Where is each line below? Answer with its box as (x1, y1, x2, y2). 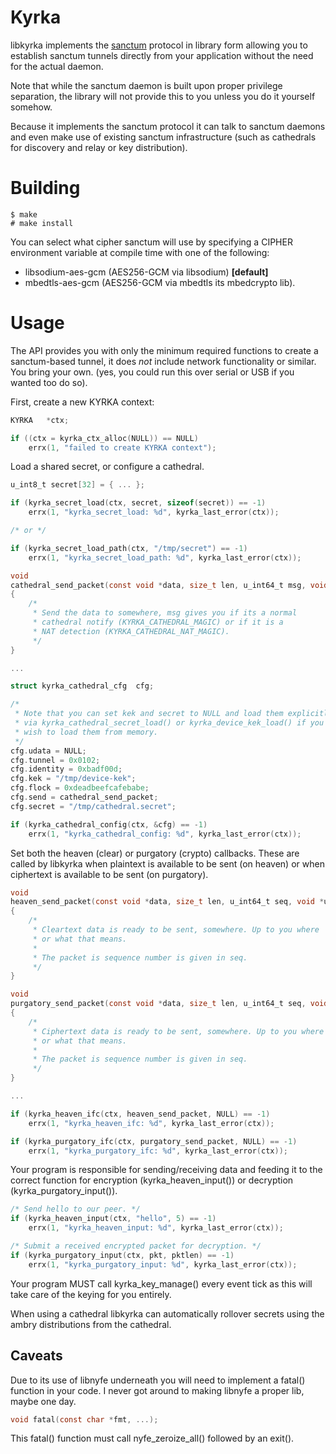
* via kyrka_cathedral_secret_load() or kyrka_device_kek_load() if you (14, 718, 325, 728)
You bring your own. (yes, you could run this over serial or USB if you (10, 366, 295, 378)
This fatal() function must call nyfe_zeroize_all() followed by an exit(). (10, 1432, 295, 1445)
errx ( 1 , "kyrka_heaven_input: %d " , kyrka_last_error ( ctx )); (28, 1223, 284, 1233)
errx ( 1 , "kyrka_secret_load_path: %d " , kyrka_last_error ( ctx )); (28, 552, 302, 563)
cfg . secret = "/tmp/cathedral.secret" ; (10, 801, 177, 811)
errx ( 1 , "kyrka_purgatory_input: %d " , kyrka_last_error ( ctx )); (28, 1259, 298, 1270)
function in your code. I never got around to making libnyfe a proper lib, (10, 1384, 305, 1396)
